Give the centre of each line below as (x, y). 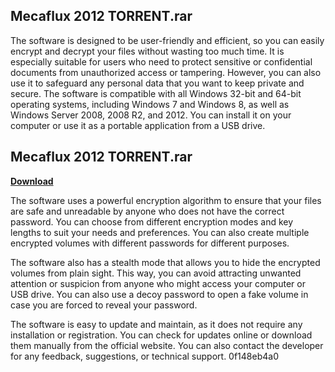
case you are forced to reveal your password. (104, 305)
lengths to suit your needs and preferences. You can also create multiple (160, 232)
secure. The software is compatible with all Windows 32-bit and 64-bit (156, 93)
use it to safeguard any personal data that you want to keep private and (157, 83)
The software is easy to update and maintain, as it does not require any (156, 324)
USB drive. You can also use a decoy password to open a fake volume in (159, 294)
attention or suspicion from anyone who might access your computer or (158, 283)
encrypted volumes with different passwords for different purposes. (150, 243)
